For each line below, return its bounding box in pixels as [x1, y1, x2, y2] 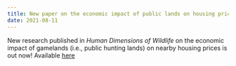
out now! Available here [7, 51, 75, 60]
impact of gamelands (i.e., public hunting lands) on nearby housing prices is [7, 44, 228, 52]
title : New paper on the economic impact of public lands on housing [7, 10, 216, 18]
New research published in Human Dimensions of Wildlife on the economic [7, 36, 225, 44]
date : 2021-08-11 [7, 17, 58, 24]
